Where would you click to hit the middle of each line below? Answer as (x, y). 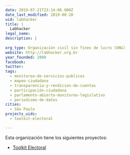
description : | (21, 39)
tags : (11, 72)
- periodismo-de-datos (34, 100)
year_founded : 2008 (26, 57)
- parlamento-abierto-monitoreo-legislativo (57, 95)
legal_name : (18, 34)
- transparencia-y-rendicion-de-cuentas (53, 85)
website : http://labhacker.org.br (42, 52)
